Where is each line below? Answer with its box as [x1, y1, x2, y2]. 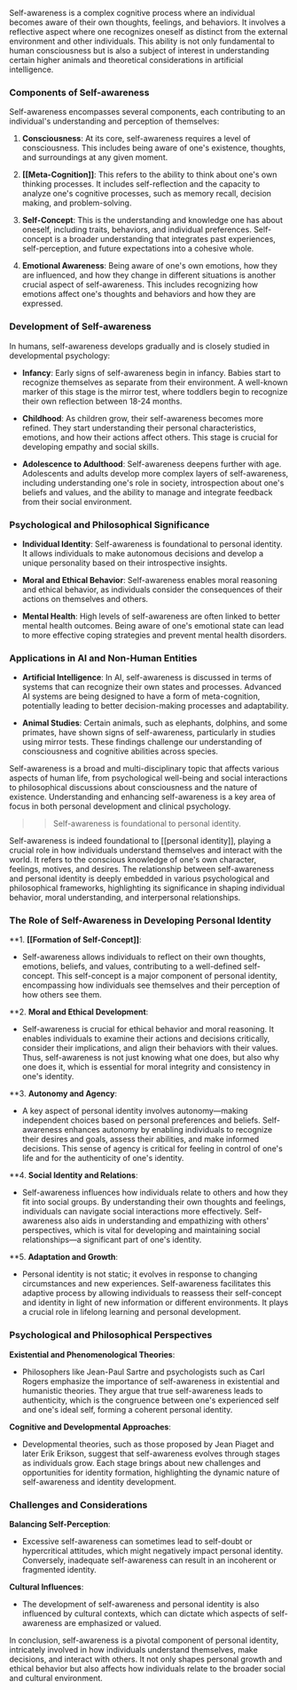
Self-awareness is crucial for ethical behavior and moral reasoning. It [21, 1024, 275, 1035]
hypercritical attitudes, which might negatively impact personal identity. [21, 1546, 284, 1557]
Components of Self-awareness [9, 86, 150, 99]
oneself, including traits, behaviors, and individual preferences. [21, 224, 253, 235]
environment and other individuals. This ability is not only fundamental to [9, 36, 275, 46]
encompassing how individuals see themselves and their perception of [21, 980, 281, 990]
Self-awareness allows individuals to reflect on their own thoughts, [21, 951, 266, 963]
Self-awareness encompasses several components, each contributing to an [9, 107, 285, 117]
